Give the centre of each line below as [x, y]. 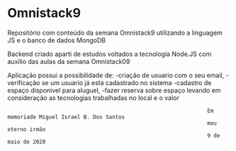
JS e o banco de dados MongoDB [57, 40]
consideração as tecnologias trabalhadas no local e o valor [93, 98]
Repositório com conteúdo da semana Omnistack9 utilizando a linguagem [115, 33]
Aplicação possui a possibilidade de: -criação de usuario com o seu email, [116, 75]
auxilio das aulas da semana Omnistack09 [69, 61]
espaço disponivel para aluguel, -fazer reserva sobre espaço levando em [114, 90]
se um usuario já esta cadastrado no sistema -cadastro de [127, 82]
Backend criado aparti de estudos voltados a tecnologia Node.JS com [109, 54]
